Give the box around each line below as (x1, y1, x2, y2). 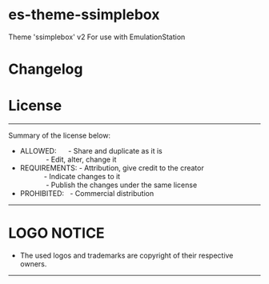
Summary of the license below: (8, 130, 110, 141)
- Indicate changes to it (43, 172, 121, 182)
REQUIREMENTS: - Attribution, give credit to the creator (19, 163, 204, 173)
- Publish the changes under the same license (45, 180, 198, 190)
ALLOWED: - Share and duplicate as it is (19, 146, 163, 156)
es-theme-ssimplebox (8, 6, 160, 24)
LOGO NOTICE (8, 224, 106, 242)
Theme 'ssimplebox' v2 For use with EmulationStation (8, 32, 186, 42)
